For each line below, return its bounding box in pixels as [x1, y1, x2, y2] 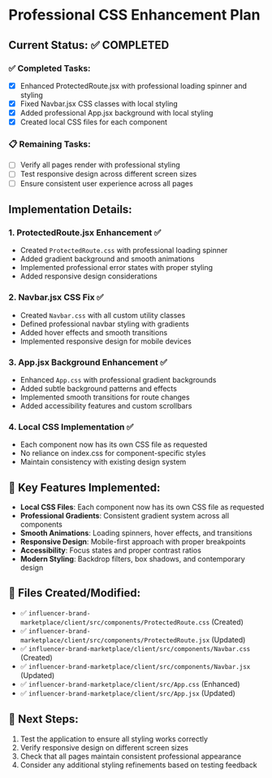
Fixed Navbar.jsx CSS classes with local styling [19, 98, 179, 108]
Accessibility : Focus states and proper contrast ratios [19, 545, 201, 555]
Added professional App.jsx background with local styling [19, 108, 214, 117]
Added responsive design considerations [19, 271, 158, 282]
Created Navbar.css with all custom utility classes [19, 310, 186, 320]
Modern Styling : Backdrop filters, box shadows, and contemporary [19, 554, 245, 563]
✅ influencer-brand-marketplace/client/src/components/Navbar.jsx [19, 661, 251, 671]
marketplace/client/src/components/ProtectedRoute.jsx [19, 636, 210, 645]
